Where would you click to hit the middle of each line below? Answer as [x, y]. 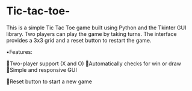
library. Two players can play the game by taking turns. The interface [91, 34]
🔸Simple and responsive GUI [42, 69]
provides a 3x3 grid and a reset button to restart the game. [79, 40]
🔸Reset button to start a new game [49, 81]
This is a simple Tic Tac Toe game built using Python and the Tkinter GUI [96, 28]
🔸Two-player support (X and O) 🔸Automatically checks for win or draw [94, 63]
